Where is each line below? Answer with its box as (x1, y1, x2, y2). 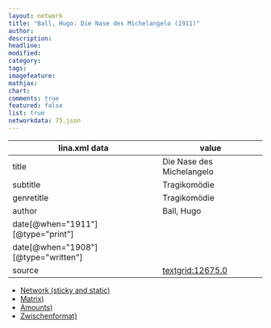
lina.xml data (58, 142, 109, 153)
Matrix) (19, 293, 44, 303)
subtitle (12, 179, 41, 190)
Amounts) (19, 302, 53, 312)
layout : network (8, 11, 63, 20)
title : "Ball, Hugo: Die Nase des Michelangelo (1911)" (8, 19, 200, 27)
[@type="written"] (12, 251, 83, 263)
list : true (8, 110, 45, 118)
